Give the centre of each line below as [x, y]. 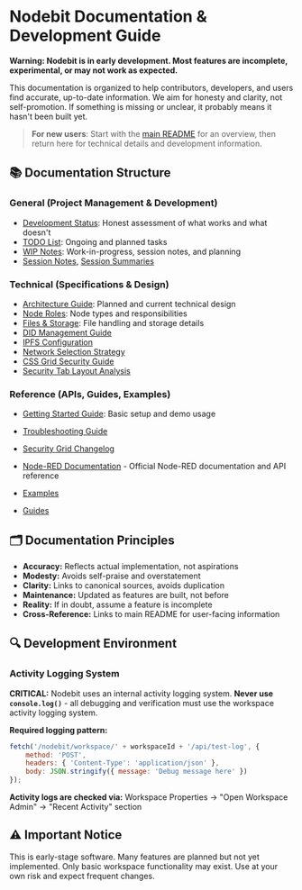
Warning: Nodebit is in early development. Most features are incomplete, [149, 60]
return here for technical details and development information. [147, 143]
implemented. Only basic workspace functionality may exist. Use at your [144, 866]
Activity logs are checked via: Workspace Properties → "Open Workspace [149, 797]
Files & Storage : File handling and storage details [113, 322]
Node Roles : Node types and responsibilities [105, 313]
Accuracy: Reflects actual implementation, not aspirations [130, 567]
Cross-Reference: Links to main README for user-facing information [151, 614]
